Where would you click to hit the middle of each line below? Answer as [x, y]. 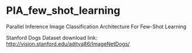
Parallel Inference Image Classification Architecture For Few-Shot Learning [96, 26]
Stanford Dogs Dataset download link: [52, 37]
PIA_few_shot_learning [63, 11]
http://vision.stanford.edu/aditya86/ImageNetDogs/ [68, 44]
